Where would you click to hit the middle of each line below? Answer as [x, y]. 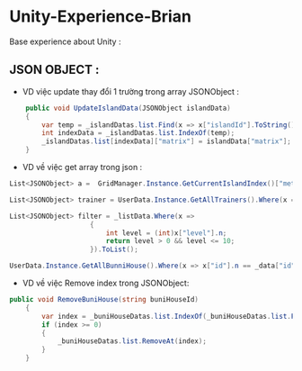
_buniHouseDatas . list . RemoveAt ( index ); [132, 341]
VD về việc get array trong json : [82, 167]
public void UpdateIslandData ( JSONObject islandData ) [128, 108]
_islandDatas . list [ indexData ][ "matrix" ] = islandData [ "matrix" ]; [167, 141]
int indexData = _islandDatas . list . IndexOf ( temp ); [138, 133]
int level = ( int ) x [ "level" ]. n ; [166, 233]
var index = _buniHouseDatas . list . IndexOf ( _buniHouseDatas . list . [167, 316]
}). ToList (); [114, 249]
